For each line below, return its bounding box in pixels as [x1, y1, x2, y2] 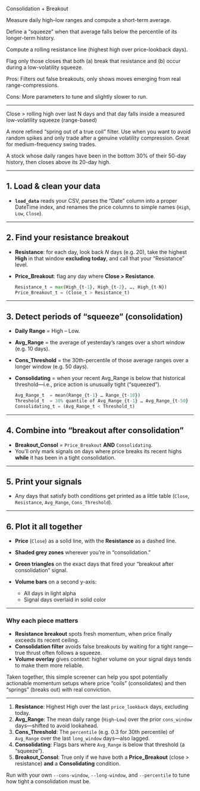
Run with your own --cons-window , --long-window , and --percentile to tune [6, 771, 190, 779]
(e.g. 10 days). [14, 345, 50, 353]
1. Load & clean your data [6, 181, 101, 192]
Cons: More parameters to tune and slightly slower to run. [6, 93, 148, 100]
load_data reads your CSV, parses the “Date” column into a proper [14, 197, 177, 204]
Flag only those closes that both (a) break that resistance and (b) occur [6, 58, 181, 64]
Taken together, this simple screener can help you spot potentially [6, 673, 168, 680]
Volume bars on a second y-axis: [14, 578, 97, 585]
